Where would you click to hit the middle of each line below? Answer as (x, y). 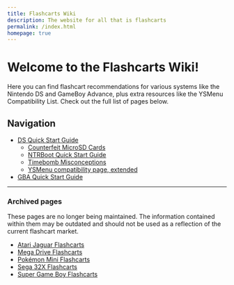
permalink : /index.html (42, 26)
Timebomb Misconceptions (67, 162)
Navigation (31, 123)
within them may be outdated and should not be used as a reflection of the (114, 224)
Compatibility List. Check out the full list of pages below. (88, 101)
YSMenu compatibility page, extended (83, 170)
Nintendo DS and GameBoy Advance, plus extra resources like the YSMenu (115, 94)
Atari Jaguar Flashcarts (51, 245)
